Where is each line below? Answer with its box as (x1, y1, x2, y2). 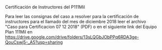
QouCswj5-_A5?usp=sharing (5, 39, 63, 45)
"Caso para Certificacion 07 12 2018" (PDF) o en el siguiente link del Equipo (5, 24, 157, 30)
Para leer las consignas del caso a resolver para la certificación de (5, 14, 139, 19)
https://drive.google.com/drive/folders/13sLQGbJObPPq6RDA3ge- (5, 34, 139, 40)
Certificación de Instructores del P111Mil (5, 4, 85, 10)
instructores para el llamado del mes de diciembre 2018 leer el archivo (5, 19, 146, 24)
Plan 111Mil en (5, 29, 33, 34)
